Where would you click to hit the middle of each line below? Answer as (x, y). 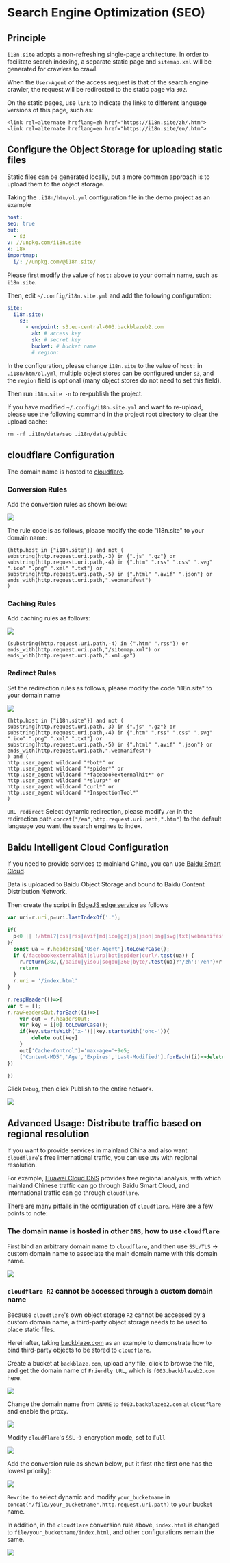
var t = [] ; (24, 1006)
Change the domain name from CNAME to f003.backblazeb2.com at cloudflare (114, 1404)
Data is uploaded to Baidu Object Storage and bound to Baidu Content (106, 884)
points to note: (27, 1213)
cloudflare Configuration (61, 455)
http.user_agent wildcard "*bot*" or (61, 762)
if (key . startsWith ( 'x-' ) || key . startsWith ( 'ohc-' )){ (94, 1032)
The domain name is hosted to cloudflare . (66, 472)
